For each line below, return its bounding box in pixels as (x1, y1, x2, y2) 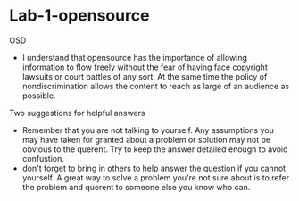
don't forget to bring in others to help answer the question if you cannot (21, 163, 287, 173)
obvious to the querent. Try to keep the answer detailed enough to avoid (21, 144, 288, 155)
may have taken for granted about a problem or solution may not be (21, 134, 270, 145)
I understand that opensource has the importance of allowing (21, 52, 247, 63)
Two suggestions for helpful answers (9, 107, 145, 118)
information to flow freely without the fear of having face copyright (21, 62, 268, 72)
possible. (21, 90, 56, 101)
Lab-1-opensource (9, 5, 150, 26)
